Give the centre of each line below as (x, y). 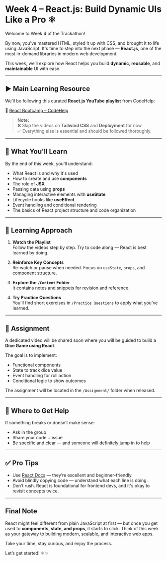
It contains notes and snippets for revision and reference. (71, 288)
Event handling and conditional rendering (54, 205)
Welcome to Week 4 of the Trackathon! (45, 33)
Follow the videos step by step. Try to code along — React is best (79, 247)
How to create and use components (49, 178)
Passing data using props (39, 189)
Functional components (37, 365)
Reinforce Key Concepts (38, 262)
